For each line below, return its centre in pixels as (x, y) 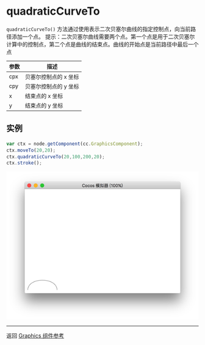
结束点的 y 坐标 (44, 106)
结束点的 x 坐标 (44, 96)
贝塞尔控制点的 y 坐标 (52, 86)
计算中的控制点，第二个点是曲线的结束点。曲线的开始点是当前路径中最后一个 (103, 44)
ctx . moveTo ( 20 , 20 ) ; (31, 150)
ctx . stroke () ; (24, 163)
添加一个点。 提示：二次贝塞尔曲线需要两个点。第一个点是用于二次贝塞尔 (103, 36)
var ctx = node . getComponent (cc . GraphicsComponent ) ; (75, 144)
